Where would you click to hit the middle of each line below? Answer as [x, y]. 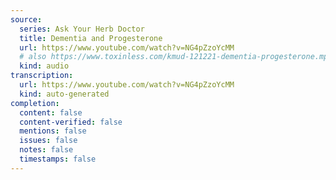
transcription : [42, 76]
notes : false [46, 150]
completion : [35, 103]
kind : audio [44, 66]
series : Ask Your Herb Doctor [82, 29]
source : [26, 19]
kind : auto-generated [64, 94]
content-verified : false [71, 122]
